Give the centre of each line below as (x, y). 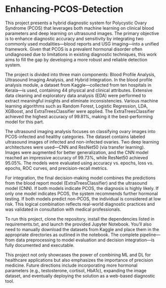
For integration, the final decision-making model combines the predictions (80, 178)
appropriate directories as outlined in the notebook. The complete (72, 235)
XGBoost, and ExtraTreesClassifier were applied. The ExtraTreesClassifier (80, 111)
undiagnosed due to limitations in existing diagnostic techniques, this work (81, 54)
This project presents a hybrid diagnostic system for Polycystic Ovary (76, 23)
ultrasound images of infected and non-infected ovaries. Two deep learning (82, 142)
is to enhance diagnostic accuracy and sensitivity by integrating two (74, 39)
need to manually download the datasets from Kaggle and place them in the (82, 229)
